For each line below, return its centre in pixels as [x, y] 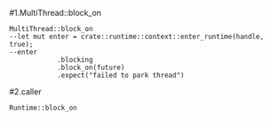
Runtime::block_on [43, 108]
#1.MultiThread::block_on [56, 13]
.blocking [75, 60]
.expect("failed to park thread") [120, 75]
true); [21, 44]
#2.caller [25, 91]
